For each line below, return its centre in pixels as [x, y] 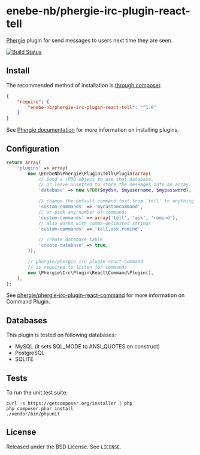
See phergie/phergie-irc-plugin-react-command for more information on [96, 295]
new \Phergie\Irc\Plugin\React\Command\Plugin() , [91, 273]
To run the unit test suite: [37, 393]
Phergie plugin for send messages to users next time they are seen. [90, 40]
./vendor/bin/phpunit [33, 414]
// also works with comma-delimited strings [95, 223]
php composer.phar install [40, 409]
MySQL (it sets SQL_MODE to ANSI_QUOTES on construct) [87, 347]
